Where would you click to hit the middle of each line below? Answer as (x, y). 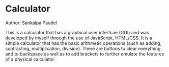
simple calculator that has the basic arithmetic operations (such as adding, (83, 43)
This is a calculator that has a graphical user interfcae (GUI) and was (77, 32)
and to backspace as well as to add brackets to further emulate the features (85, 54)
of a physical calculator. (30, 59)
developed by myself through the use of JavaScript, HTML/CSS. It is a (79, 38)
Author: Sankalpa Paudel (31, 23)
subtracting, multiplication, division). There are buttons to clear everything (83, 48)
